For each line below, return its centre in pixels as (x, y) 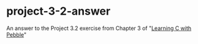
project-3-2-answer (59, 11)
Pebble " (17, 34)
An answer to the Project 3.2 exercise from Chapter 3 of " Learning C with (99, 28)
